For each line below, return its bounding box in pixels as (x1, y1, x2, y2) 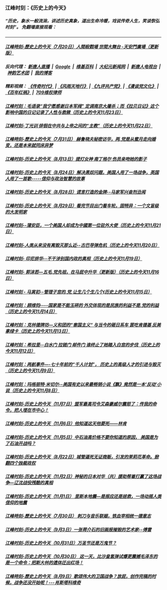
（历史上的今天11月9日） (5, 367, 56, 374)
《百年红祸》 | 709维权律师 (5, 90, 62, 96)
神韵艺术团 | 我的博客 (7, 70, 53, 76)
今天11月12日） (5, 348, 36, 354)
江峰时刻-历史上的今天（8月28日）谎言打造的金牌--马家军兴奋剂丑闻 (5, 189, 146, 195)
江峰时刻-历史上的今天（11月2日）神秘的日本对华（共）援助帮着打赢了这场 (5, 473, 157, 479)
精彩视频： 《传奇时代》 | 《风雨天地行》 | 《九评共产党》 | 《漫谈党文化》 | (5, 83, 159, 89)
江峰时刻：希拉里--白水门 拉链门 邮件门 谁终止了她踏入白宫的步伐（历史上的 (5, 342, 160, 348)
